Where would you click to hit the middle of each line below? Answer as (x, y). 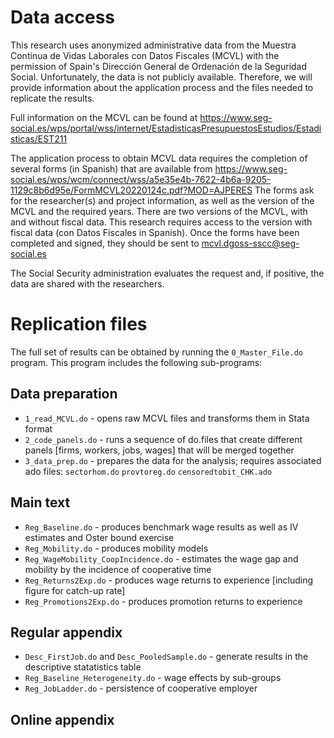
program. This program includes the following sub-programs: (136, 362)
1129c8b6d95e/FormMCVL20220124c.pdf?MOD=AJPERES (131, 190)
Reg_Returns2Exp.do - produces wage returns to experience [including (169, 580)
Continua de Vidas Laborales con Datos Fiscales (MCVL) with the (145, 55)
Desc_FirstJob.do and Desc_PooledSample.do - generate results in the (166, 657)
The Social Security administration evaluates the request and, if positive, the (167, 273)
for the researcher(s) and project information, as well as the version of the (162, 200)
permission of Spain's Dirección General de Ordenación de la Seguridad (159, 66)
